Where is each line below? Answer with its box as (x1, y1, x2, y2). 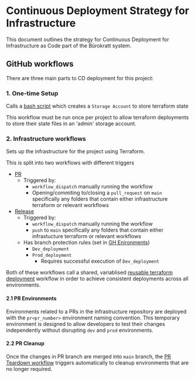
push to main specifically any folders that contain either (32, 226, 164, 233)
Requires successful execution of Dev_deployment (40, 257, 160, 264)
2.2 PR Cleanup (6, 340, 45, 347)
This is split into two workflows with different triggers (6, 159, 135, 166)
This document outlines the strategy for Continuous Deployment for (6, 36, 169, 43)
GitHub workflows (6, 59, 74, 69)
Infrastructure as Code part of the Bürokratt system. (6, 42, 132, 49)
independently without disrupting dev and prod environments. (6, 327, 153, 334)
